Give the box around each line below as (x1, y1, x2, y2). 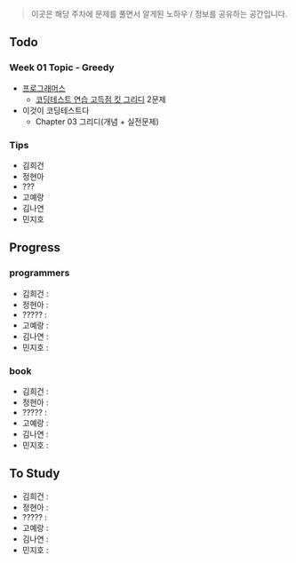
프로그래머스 (21, 83, 67, 93)
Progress (9, 240, 60, 256)
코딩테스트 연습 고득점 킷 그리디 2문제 (35, 93, 166, 105)
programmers (9, 266, 70, 279)
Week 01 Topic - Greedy (9, 61, 115, 74)
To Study (9, 466, 60, 481)
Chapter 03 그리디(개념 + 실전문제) (35, 115, 160, 127)
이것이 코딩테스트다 (21, 105, 90, 115)
